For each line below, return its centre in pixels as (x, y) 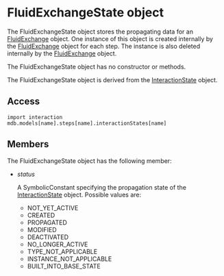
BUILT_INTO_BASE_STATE (64, 266)
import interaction (35, 117)
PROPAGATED (47, 222)
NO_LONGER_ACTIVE (58, 244)
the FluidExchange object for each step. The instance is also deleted (104, 46)
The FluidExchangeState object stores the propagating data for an (100, 32)
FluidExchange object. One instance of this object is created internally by (110, 38)
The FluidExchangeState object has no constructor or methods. (97, 66)
